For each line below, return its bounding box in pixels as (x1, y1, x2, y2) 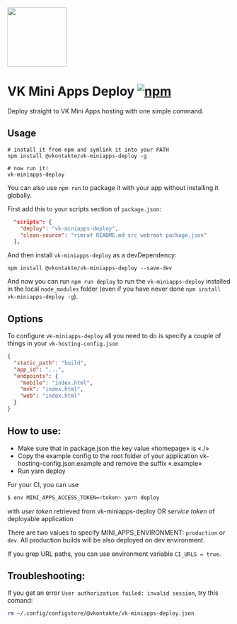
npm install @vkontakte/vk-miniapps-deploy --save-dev (7, 264, 173, 272)
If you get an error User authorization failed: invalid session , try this (7, 589, 219, 597)
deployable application (7, 514, 74, 523)
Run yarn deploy (17, 467, 66, 475)
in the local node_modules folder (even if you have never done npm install (7, 284, 221, 294)
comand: (7, 596, 33, 605)
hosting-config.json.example (17, 459, 102, 467)
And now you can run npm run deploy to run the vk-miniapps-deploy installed (7, 277, 231, 286)
